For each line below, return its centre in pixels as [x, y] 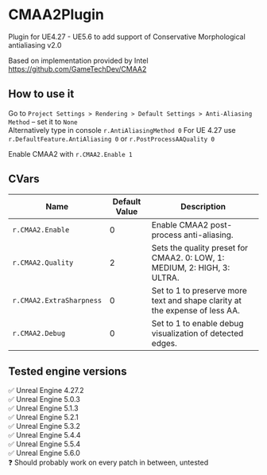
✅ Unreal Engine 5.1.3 [43, 408]
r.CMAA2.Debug [39, 333]
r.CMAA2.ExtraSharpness [57, 300]
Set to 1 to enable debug [197, 323]
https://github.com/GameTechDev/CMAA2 [77, 68]
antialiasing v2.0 [35, 45]
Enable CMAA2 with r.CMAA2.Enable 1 [70, 154]
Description [203, 206]
